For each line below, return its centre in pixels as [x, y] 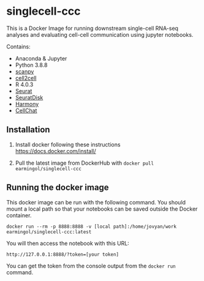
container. [19, 215]
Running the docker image [58, 188]
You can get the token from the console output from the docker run [91, 266]
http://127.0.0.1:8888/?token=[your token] [63, 254]
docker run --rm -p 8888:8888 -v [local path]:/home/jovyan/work [91, 227]
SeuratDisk [29, 97]
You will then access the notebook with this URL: [68, 243]
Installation [28, 130]
